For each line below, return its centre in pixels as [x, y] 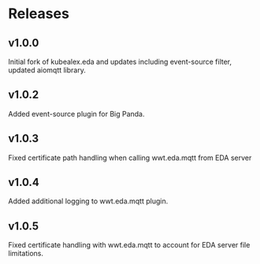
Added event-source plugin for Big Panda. [76, 113]
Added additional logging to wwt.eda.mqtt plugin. [88, 201]
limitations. [26, 254]
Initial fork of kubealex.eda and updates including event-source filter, [120, 61]
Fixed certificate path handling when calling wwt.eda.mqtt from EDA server [130, 158]
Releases [39, 14]
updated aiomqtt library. [47, 70]
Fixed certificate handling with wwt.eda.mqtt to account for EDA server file [129, 245]
